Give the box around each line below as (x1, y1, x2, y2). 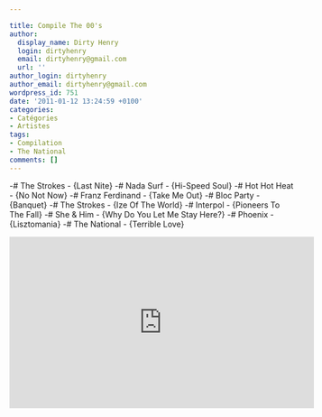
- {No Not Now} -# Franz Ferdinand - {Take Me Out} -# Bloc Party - (9, 190, 261, 200)
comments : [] (9, 155, 59, 164)
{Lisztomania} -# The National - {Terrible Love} (9, 218, 185, 229)
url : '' (17, 63, 47, 72)
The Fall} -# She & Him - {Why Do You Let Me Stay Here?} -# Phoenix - (9, 208, 274, 219)
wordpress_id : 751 (9, 88, 78, 97)
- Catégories (9, 114, 59, 123)
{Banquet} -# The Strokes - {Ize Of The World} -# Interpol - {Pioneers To (9, 199, 281, 210)
